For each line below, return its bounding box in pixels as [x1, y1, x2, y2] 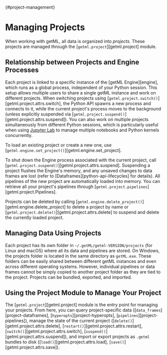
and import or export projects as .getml [69, 333, 150, 339]
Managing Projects [5, 22, 85, 33]
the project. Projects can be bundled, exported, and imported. [5, 274, 132, 280]
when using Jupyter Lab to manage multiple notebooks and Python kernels [5, 127, 160, 133]
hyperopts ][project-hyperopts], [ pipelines [52, 312, 139, 318]
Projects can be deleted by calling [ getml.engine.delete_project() [5, 198, 143, 204]
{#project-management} [5, 4, 55, 10]
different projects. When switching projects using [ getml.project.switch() [5, 95, 159, 101]
